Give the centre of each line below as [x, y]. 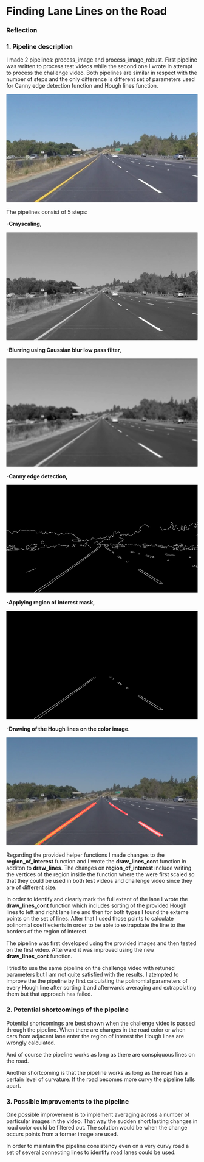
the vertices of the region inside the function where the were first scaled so [100, 874]
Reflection [22, 30]
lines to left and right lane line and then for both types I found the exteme [98, 912]
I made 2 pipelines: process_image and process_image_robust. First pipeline [102, 60]
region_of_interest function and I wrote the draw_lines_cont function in [96, 862]
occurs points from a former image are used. [62, 1134]
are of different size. [32, 887]
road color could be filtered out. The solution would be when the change [97, 1128]
